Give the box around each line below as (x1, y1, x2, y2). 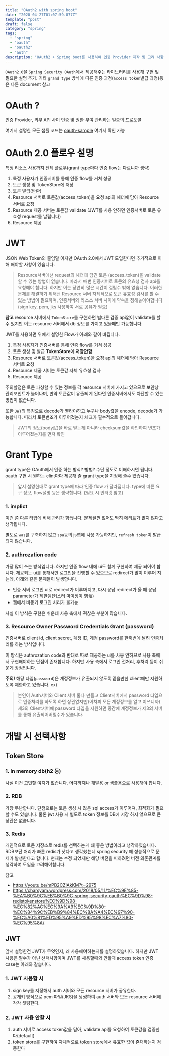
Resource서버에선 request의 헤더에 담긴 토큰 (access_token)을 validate (17, 272, 161, 278)
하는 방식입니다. (14, 641, 46, 647)
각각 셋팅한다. (12, 1000, 40, 1006)
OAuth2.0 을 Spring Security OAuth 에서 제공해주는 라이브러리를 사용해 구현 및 (5, 69, 159, 75)
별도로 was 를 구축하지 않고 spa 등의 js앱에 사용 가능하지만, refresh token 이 (5, 532, 152, 538)
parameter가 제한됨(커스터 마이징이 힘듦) (12, 593, 94, 599)
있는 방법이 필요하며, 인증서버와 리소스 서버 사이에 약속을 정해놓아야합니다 (17, 297, 163, 304)
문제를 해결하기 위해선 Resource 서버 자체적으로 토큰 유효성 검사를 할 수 (17, 291, 159, 297)
